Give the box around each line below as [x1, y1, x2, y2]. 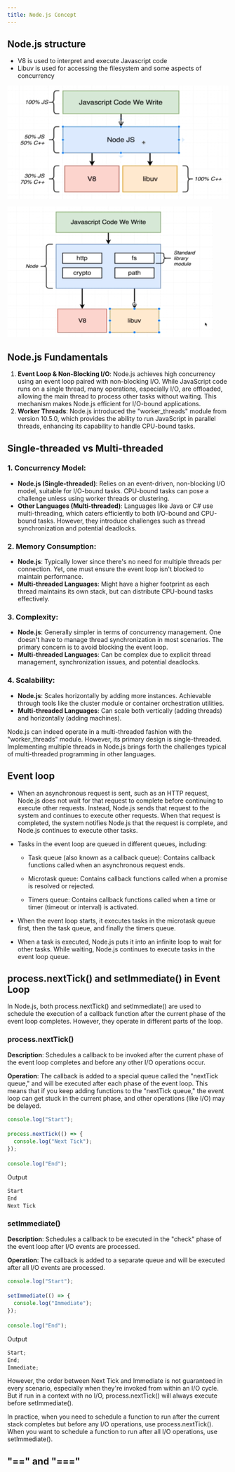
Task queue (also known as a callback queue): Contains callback [27, 853, 215, 862]
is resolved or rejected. [27, 881, 95, 890]
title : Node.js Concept [7, 11, 77, 18]
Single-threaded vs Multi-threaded [7, 442, 163, 454]
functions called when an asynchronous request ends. [27, 860, 185, 869]
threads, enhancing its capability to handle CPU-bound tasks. [17, 422, 196, 431]
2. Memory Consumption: [7, 541, 97, 551]
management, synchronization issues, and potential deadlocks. [17, 658, 200, 667]
